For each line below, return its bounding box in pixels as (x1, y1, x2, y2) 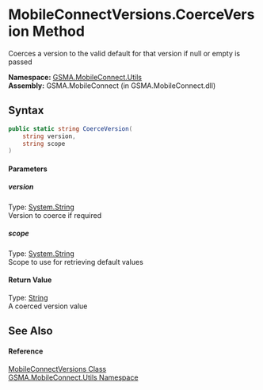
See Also (8, 324, 53, 338)
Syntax (8, 104, 44, 117)
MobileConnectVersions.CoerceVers (8, 6, 255, 24)
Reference (8, 346, 44, 356)
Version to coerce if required (8, 210, 101, 220)
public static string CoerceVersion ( (8, 124, 133, 132)
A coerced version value (8, 301, 88, 311)
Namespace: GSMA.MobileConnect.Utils (8, 72, 143, 82)
